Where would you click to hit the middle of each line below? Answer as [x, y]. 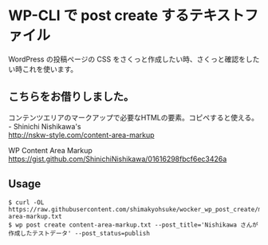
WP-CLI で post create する [99, 16]
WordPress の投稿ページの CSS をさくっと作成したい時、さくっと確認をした [134, 59]
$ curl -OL [26, 202]
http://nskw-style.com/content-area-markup [81, 135]
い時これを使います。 [43, 69]
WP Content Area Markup [51, 150]
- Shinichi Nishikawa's [45, 126]
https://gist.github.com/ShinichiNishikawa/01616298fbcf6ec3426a [118, 159]
